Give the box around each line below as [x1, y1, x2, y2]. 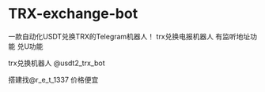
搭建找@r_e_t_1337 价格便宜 [8, 75, 99, 84]
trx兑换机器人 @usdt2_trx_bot [8, 58, 105, 68]
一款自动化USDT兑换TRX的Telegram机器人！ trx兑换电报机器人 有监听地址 [8, 31, 251, 41]
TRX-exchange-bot [8, 5, 138, 23]
